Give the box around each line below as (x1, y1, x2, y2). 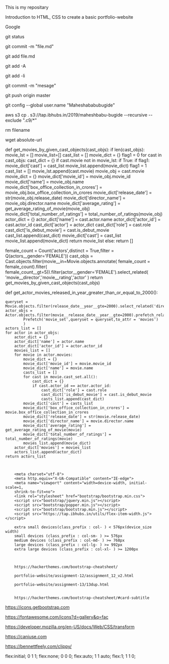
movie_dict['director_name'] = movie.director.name (23, 419, 134, 424)
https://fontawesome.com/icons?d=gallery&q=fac (5, 614, 109, 620)
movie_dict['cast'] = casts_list (23, 401, 94, 406)
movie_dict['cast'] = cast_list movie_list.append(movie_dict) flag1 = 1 (5, 163, 147, 169)
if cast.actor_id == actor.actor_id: (32, 383, 112, 388)
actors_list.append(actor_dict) (14, 449, 82, 454)
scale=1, (5, 485, 24, 490)
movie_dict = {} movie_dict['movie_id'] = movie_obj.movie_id (5, 174, 131, 179)
